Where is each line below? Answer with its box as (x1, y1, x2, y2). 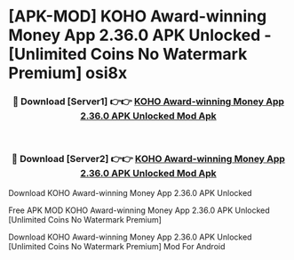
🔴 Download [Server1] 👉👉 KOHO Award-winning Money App (12, 95, 285, 108)
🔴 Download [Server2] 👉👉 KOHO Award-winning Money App (11, 153, 286, 166)
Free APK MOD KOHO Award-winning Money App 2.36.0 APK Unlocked (8, 205, 270, 215)
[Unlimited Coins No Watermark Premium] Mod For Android (8, 240, 226, 251)
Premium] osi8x (8, 63, 128, 84)
